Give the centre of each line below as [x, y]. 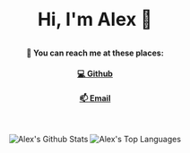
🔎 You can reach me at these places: [95, 53]
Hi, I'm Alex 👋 [95, 19]
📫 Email [95, 98]
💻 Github [95, 74]
